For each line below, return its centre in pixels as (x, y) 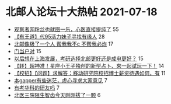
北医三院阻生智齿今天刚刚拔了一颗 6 (57, 95)
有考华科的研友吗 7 (36, 88)
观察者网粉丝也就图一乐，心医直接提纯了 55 (66, 29)
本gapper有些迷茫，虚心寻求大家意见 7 (60, 80)
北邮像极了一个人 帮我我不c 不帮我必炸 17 (64, 44)
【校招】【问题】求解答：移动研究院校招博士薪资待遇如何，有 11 (90, 73)
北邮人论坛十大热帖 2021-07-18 (81, 12)
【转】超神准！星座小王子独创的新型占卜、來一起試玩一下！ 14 (89, 65)
